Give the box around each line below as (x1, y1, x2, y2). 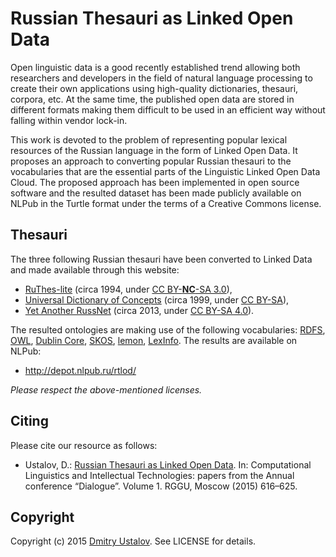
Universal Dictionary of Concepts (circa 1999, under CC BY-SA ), (24, 293, 290, 306)
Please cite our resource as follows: (10, 439, 158, 451)
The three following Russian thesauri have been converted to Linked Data (10, 253, 313, 265)
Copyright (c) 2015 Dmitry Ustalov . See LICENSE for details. (10, 535, 257, 547)
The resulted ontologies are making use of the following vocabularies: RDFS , (10, 323, 326, 336)
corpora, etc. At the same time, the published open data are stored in (10, 93, 295, 105)
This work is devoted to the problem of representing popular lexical (10, 133, 288, 146)
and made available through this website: (10, 263, 180, 276)
